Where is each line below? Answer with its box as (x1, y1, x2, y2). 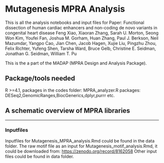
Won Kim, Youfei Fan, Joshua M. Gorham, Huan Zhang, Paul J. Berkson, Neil (5, 35, 159, 41)
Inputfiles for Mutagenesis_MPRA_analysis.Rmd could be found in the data (5, 138, 155, 143)
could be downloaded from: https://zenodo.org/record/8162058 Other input (5, 148, 157, 154)
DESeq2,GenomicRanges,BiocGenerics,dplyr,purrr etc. (5, 92, 115, 98)
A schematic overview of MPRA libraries (5, 106, 130, 115)
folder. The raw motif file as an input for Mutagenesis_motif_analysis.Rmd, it (5, 143, 158, 149)
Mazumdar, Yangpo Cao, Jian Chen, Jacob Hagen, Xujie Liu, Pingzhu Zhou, (5, 40, 157, 46)
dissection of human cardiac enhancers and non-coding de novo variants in (5, 24, 158, 30)
